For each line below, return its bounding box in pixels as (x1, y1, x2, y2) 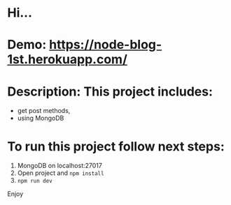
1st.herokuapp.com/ (7, 52, 128, 68)
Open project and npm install (17, 169, 104, 177)
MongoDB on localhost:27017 (17, 162, 103, 170)
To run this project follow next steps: (7, 138, 225, 154)
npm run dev (17, 178, 52, 185)
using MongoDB (17, 114, 64, 123)
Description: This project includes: (7, 84, 213, 99)
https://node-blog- (48, 37, 162, 53)
